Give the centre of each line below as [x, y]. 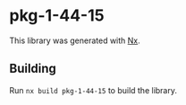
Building [33, 69]
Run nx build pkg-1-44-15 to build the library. [93, 90]
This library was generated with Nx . [75, 40]
